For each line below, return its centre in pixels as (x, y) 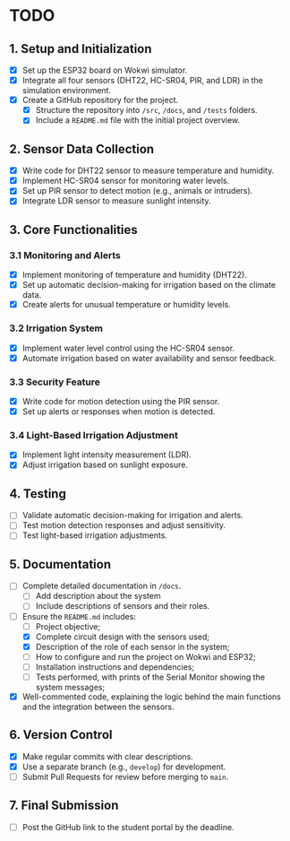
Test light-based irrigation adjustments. (95, 535)
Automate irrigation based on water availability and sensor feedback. (149, 358)
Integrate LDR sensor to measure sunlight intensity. (117, 201)
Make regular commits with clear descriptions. (108, 756)
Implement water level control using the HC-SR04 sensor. (128, 348)
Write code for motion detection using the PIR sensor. (121, 401)
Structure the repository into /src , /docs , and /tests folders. (146, 110)
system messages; (70, 687)
